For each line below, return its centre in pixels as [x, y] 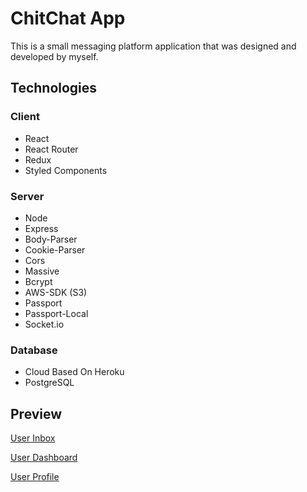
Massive [42, 271]
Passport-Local [56, 313]
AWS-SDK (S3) [56, 292]
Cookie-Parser [55, 249]
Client [25, 117]
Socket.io [44, 324]
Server [27, 196]
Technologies [54, 88]
